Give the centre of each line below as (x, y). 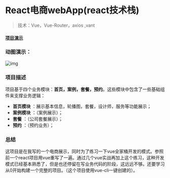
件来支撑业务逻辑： (25, 96)
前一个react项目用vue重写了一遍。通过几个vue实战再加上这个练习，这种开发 (85, 158)
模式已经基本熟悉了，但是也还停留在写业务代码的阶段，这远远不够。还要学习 (85, 164)
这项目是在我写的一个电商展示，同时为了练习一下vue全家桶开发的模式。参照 (84, 151)
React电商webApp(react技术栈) (72, 10)
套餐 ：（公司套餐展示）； (38, 119)
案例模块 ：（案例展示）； (38, 113)
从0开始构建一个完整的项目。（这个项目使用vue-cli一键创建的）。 (72, 170)
